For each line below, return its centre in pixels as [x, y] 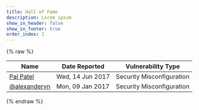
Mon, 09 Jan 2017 [83, 86]
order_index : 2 [25, 34]
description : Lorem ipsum [39, 18]
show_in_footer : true [34, 29]
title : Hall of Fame [32, 12]
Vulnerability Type [153, 66]
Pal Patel [22, 77]
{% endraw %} [25, 102]
